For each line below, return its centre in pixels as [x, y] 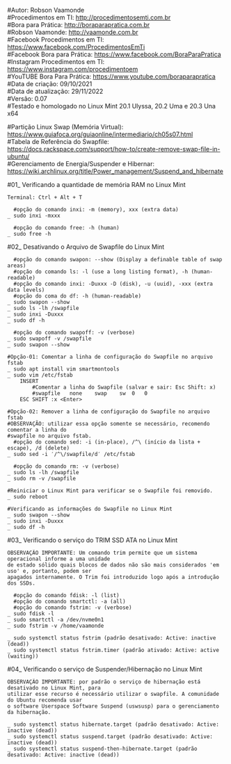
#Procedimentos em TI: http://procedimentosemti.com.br [89, 17]
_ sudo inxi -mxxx [34, 216]
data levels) [26, 290]
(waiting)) [23, 656]
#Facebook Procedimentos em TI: [56, 40]
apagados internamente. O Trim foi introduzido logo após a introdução [113, 577]
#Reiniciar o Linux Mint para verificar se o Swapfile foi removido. [110, 491]
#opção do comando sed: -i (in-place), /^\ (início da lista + [107, 442]
